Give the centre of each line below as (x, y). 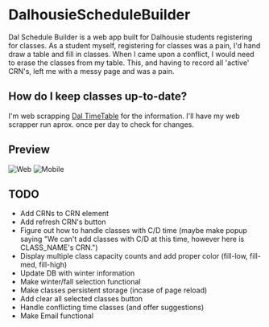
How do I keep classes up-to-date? (98, 97)
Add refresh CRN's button (63, 222)
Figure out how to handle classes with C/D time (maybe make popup (134, 231)
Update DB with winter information (77, 273)
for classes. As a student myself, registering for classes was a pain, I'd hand (134, 45)
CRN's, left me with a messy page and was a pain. (91, 71)
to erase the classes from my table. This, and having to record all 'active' (129, 63)
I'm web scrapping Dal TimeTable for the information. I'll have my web (124, 116)
